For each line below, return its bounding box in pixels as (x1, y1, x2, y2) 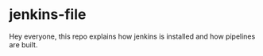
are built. (9, 39, 38, 49)
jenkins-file (9, 6, 87, 24)
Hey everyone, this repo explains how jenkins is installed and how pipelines (9, 32, 256, 41)
